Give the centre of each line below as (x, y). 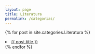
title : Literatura (23, 14)
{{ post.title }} (25, 42)
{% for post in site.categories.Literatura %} (48, 33)
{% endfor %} (19, 47)
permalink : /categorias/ (30, 18)
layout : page (18, 9)
